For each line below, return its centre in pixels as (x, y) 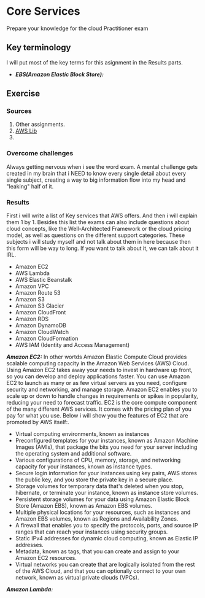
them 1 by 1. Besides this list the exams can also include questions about (98, 222)
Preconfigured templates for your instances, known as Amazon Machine (106, 441)
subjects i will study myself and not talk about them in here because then (99, 242)
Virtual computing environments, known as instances (82, 434)
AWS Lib (26, 131)
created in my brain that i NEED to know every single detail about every (96, 173)
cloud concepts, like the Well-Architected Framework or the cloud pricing (99, 229)
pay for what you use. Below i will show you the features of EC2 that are (97, 416)
